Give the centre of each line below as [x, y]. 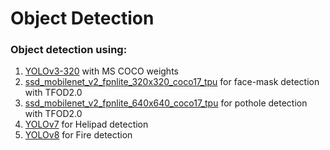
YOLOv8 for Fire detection [78, 135]
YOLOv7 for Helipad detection [86, 124]
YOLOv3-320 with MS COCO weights [101, 71]
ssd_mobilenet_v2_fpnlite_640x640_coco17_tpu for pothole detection [166, 103]
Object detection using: [69, 50]
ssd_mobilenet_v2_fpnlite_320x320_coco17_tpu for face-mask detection [172, 82]
